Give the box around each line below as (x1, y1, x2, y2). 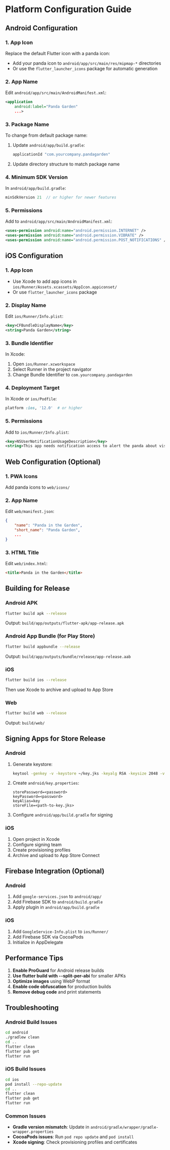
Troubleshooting (5, 1003, 59, 1012)
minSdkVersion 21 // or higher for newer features (5, 195, 116, 200)
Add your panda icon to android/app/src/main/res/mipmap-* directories (12, 60, 161, 66)
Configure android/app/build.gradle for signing (12, 812, 113, 818)
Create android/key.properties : (12, 780, 79, 786)
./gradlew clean (5, 1035, 39, 1040)
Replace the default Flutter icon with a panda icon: (5, 50, 110, 56)
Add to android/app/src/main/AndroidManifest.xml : (5, 219, 112, 225)
